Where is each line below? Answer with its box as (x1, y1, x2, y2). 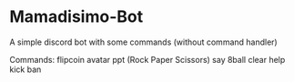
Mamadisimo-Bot (9, 6, 144, 27)
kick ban (9, 64, 42, 75)
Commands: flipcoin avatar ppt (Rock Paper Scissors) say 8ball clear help (9, 54, 286, 65)
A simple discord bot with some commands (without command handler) (9, 36, 278, 47)
